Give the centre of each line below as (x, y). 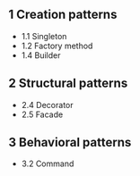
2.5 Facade (42, 114)
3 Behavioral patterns (70, 142)
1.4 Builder (41, 55)
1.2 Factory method (57, 46)
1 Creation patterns (63, 15)
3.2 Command (48, 163)
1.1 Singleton (44, 36)
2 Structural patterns (68, 84)
